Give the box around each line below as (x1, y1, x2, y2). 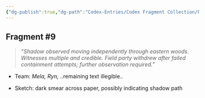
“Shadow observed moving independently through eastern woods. (20, 48, 189, 55)
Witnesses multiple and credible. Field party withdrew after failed (20, 55, 186, 62)
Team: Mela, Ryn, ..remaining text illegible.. (14, 73, 124, 80)
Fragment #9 (6, 32, 56, 42)
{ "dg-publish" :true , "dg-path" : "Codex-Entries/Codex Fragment (6, 9, 165, 15)
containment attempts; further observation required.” (20, 61, 155, 68)
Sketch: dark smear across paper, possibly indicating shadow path (14, 85, 183, 92)
